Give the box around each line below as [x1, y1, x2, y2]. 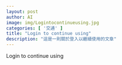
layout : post [6, 8, 38, 15]
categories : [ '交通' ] [6, 25, 63, 31]
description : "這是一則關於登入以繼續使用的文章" [6, 36, 117, 42]
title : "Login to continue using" [6, 31, 92, 37]
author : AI [6, 14, 33, 20]
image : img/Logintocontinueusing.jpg [6, 19, 99, 25]
